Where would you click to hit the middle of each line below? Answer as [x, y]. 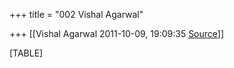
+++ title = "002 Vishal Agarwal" [76, 14]
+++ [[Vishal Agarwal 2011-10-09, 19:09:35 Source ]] [117, 33]
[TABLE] [26, 53]
